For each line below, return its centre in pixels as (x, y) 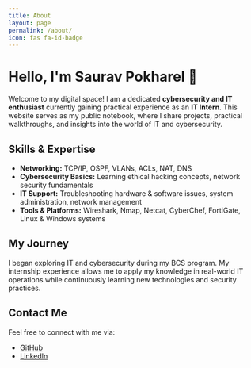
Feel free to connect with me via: (62, 332)
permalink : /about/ (40, 30)
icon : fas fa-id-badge (46, 38)
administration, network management (81, 202)
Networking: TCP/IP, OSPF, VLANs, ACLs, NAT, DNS (106, 168)
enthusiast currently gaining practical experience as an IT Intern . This (123, 107)
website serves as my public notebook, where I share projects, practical (125, 116)
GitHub (31, 347)
